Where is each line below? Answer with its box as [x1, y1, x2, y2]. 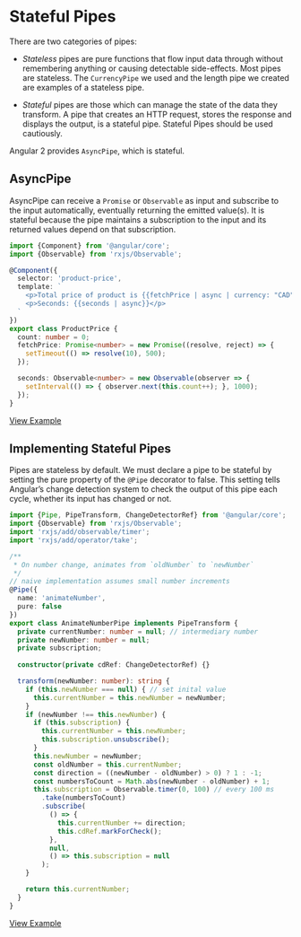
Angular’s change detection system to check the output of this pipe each [9, 484, 278, 495]
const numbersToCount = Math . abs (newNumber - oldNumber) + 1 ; [32, 776, 271, 786]
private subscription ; [17, 644, 102, 652]
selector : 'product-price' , [17, 274, 123, 284]
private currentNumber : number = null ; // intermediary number [17, 626, 258, 636]
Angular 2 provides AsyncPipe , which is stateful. [9, 145, 185, 156]
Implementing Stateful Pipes [9, 441, 172, 456]
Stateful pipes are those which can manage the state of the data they [21, 99, 278, 109]
